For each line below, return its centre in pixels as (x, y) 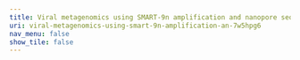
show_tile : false (42, 42)
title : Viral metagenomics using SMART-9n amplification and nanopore (143, 17)
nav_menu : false (39, 34)
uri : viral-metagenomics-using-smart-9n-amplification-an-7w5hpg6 (135, 26)
